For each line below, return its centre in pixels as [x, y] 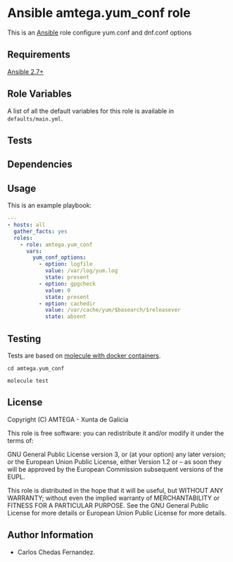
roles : [23, 238]
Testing [24, 339]
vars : [34, 251]
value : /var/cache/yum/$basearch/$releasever [113, 310]
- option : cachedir [67, 304]
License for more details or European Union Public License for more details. [117, 513]
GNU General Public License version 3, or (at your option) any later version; [117, 454]
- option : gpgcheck [67, 283]
